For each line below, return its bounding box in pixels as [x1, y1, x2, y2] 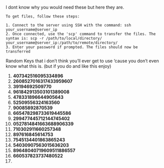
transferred [5, 49, 30, 54]
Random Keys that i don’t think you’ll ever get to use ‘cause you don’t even [5, 58, 159, 64]
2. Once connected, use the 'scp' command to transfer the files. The [5, 32, 156, 37]
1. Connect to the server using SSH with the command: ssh [5, 23, 131, 28]
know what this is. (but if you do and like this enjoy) [5, 63, 111, 69]
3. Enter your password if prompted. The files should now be [5, 45, 138, 50]
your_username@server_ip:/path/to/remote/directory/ [5, 40, 118, 45]
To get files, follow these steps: [5, 14, 80, 19]
